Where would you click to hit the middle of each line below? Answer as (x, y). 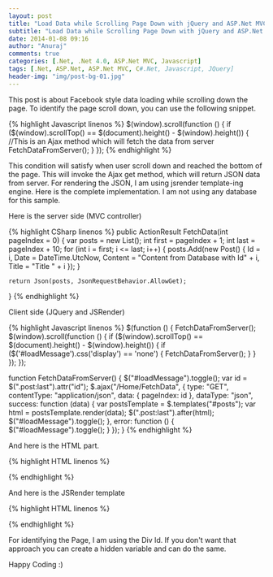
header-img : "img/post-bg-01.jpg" (67, 76)
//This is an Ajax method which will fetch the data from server (111, 141)
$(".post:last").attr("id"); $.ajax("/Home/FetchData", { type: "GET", (119, 386)
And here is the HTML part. (54, 445)
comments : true (34, 54)
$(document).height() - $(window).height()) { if (87, 345)
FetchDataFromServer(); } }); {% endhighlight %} (90, 150)
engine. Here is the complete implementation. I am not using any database (133, 191)
